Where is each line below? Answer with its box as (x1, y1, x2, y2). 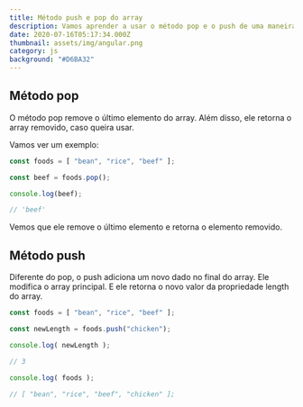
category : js (9, 47, 59, 56)
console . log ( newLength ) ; (9, 340, 111, 349)
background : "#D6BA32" (9, 55, 95, 64)
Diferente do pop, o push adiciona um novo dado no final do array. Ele (9, 272, 270, 283)
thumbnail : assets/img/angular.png (9, 38, 143, 48)
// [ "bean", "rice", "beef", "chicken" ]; (9, 389, 176, 399)
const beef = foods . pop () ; (9, 173, 111, 182)
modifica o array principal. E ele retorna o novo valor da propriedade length (9, 281, 289, 293)
